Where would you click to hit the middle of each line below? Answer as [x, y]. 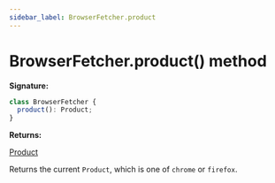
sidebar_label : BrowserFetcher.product [83, 17]
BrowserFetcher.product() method [138, 61]
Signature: [29, 86]
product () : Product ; [55, 110]
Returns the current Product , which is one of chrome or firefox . [123, 170]
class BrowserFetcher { [53, 102]
